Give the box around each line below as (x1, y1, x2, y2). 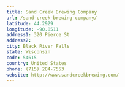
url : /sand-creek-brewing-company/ (6, 15, 97, 21)
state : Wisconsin (6, 49, 51, 55)
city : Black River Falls (6, 43, 70, 50)
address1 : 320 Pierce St (6, 32, 70, 38)
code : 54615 (6, 55, 37, 61)
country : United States (6, 60, 67, 66)
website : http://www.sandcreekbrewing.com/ (6, 72, 119, 78)
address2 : (6, 37, 32, 43)
